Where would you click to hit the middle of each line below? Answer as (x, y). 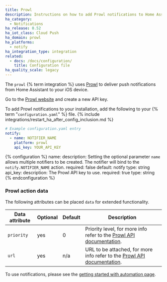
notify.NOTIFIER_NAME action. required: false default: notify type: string (78, 167)
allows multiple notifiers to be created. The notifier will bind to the (72, 162)
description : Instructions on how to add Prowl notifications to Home (80, 14)
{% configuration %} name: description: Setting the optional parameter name (83, 157)
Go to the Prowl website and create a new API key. (57, 99)
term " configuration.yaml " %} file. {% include (52, 114)
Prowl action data (27, 191)
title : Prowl (19, 10)
